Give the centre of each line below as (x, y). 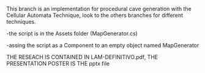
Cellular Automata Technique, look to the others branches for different (95, 15)
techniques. (21, 22)
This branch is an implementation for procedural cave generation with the (99, 9)
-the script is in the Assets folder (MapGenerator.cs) (72, 33)
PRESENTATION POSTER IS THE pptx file (58, 64)
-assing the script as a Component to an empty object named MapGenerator (103, 45)
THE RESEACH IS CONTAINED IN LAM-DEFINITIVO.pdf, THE (82, 57)
